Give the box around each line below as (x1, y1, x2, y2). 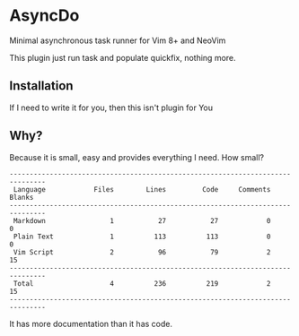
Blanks (9, 193, 34, 202)
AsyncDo (9, 5, 80, 26)
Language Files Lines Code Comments (13, 185, 271, 194)
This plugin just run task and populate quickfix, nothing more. (9, 52, 236, 63)
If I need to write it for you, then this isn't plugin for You (9, 102, 214, 113)
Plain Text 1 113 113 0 (13, 232, 271, 241)
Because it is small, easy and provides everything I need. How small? (9, 151, 265, 162)
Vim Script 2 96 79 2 (13, 247, 271, 256)
